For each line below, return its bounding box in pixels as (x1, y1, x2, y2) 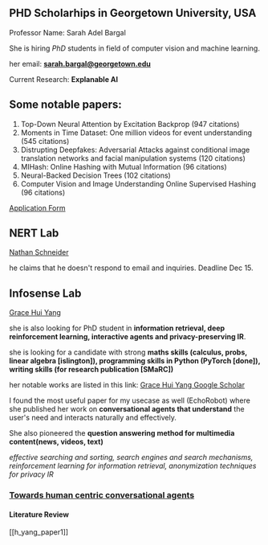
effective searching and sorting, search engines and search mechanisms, (9, 453, 254, 462)
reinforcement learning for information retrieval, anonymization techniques (9, 461, 257, 471)
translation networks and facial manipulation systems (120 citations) (20, 153, 246, 163)
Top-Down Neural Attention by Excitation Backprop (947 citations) (20, 119, 240, 129)
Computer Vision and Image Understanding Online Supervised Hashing (20, 178, 256, 188)
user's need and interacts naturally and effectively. (9, 413, 177, 423)
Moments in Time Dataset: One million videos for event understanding (20, 128, 252, 137)
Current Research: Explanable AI (9, 74, 119, 84)
